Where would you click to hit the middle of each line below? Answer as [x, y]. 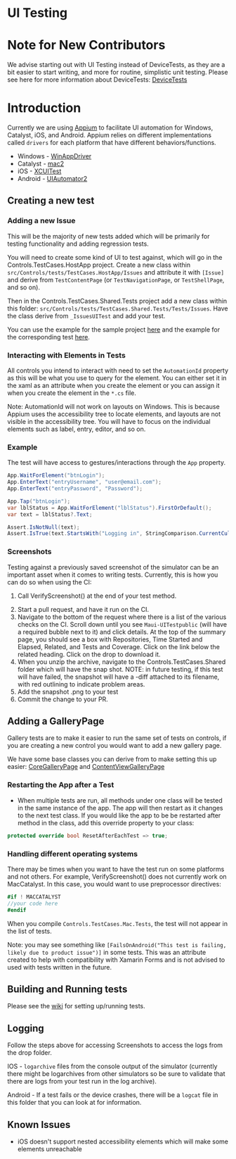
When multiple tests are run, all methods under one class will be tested [120, 800]
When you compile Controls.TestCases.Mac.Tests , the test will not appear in [118, 923]
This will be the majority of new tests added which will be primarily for [109, 236]
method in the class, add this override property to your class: [106, 822]
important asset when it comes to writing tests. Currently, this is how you [113, 575]
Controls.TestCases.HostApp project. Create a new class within [99, 265]
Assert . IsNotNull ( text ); [44, 527]
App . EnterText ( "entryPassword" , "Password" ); [75, 489]
